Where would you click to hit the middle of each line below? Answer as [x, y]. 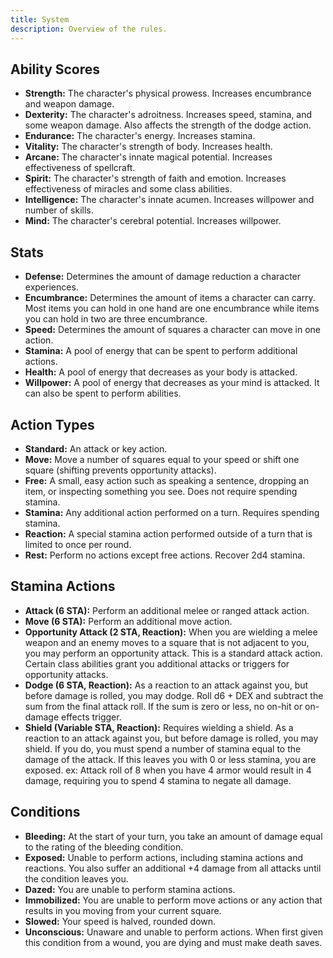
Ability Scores [55, 69]
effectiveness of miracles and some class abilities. [128, 189]
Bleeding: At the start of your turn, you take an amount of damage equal [173, 836]
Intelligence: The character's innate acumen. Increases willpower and [169, 200]
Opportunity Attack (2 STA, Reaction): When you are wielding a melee [171, 632]
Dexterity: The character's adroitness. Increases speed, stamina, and [168, 115]
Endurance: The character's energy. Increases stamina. [140, 136]
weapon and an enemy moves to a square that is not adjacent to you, [167, 642]
